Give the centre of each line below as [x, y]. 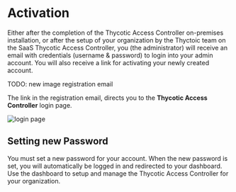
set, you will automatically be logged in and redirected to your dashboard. [115, 166]
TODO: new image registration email [60, 84]
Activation [38, 13]
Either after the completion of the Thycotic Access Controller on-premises [116, 33]
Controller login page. [40, 105]
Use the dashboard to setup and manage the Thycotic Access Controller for [118, 173]
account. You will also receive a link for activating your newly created [108, 62]
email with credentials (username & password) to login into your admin [110, 55]
